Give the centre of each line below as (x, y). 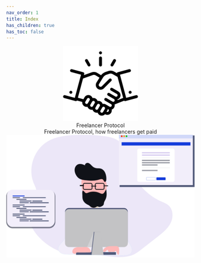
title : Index (22, 19)
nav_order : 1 (22, 13)
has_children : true (31, 25)
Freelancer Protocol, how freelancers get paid (100, 132)
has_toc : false (25, 32)
